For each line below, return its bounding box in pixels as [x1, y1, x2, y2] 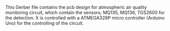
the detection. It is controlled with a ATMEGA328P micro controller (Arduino [5, 15, 165, 20]
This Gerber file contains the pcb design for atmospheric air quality [5, 4, 147, 10]
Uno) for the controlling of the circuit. [5, 20, 84, 26]
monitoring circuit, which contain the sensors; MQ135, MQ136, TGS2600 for [5, 9, 165, 15]
